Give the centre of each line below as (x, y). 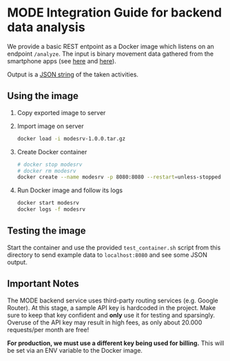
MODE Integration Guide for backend (115, 13)
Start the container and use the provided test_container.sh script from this (114, 247)
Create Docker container (52, 152)
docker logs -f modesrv (51, 209)
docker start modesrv (48, 203)
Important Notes (43, 284)
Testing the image (46, 231)
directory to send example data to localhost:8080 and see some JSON (107, 255)
